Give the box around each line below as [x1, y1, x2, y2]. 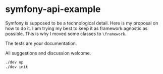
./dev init [5, 64, 28, 69]
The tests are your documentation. [5, 40, 77, 46]
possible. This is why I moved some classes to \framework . [5, 30, 127, 36]
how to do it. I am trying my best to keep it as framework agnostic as [5, 25, 148, 31]
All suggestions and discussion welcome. [5, 50, 91, 56]
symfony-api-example [5, 3, 101, 15]
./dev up [5, 59, 24, 64]
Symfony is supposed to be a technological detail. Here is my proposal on [5, 20, 158, 26]
